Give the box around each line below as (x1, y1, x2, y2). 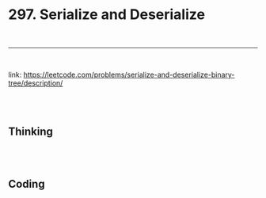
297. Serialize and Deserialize (8, 6, 206, 24)
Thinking (8, 125, 54, 139)
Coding (8, 177, 45, 191)
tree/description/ (8, 78, 63, 88)
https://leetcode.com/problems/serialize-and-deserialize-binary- (23, 70, 235, 79)
